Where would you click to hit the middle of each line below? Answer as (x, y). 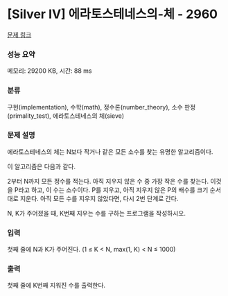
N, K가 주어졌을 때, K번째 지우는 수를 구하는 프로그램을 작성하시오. (96, 213)
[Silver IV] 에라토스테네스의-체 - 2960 (113, 14)
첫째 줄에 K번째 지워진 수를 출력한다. (56, 286)
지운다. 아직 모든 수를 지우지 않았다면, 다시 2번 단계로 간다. (99, 198)
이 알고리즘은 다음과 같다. (42, 166)
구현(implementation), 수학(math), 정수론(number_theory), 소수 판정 (102, 107)
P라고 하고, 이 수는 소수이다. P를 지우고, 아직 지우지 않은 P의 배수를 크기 (111, 190)
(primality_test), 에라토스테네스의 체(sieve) (66, 116)
